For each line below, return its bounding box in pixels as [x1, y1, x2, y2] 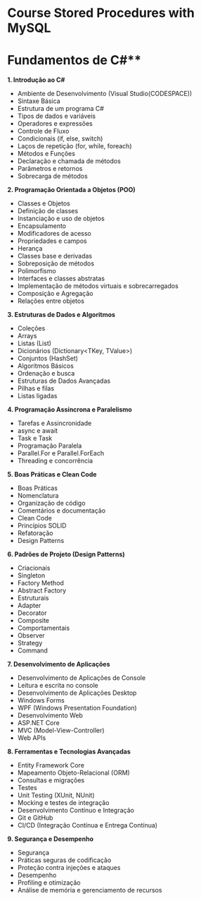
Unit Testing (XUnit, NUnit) [17, 791, 95, 799]
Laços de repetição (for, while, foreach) [17, 142, 132, 150]
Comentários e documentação [17, 506, 106, 515]
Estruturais [17, 594, 49, 602]
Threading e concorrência [17, 457, 93, 465]
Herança [17, 244, 43, 253]
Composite [17, 616, 50, 625]
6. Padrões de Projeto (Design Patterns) [7, 550, 125, 559]
